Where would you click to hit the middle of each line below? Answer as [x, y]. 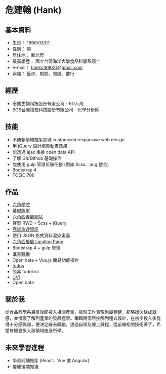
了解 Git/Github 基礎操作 [37, 158]
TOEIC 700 [23, 175]
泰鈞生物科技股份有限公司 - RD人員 [48, 103]
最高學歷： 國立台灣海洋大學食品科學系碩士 [56, 61]
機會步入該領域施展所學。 [40, 331]
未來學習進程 [25, 348]
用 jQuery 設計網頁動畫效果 [40, 146]
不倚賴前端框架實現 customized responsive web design [68, 139]
